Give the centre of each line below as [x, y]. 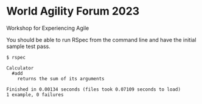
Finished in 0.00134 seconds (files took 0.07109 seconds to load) [94, 89]
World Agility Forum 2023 [73, 11]
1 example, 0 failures [35, 95]
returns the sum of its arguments [61, 78]
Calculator [20, 68]
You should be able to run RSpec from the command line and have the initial [101, 40]
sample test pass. [28, 46]
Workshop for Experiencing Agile [48, 28]
